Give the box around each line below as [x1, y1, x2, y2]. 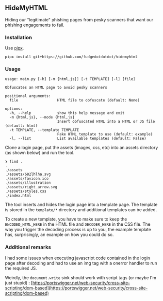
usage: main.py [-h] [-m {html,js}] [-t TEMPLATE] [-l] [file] [5, 77, 136, 82]
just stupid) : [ [5, 280, 33, 285]
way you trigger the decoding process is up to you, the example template [5, 227, 151, 233]
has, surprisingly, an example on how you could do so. [5, 232, 114, 237]
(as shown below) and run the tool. [5, 150, 75, 156]
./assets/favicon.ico [5, 176, 49, 181]
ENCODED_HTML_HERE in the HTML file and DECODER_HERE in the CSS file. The [5, 221, 150, 227]
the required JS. [5, 265, 37, 271]
